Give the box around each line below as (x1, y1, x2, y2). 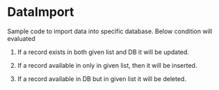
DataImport (7, 4, 74, 20)
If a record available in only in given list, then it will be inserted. (17, 61, 197, 69)
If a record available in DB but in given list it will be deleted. (17, 74, 186, 83)
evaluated (7, 34, 36, 42)
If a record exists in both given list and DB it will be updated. (17, 48, 190, 56)
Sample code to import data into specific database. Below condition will (7, 27, 213, 35)
